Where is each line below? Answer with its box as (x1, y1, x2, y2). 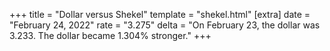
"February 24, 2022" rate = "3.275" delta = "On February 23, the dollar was (9, 19, 321, 31)
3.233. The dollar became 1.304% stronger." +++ (9, 30, 212, 41)
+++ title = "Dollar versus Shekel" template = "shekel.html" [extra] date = (9, 9, 311, 20)
